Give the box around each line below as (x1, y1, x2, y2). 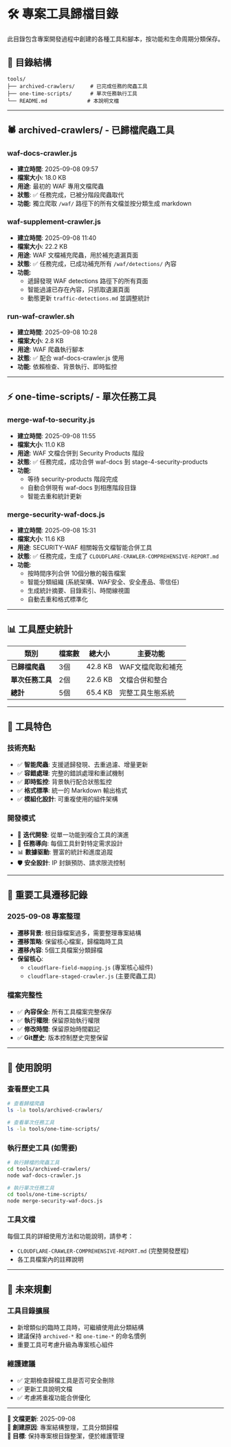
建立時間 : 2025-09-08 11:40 (16, 234, 97, 242)
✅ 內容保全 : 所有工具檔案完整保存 (16, 1007, 112, 1016)
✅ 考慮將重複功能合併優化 (16, 1393, 91, 1402)
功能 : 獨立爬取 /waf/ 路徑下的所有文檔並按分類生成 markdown (16, 199, 192, 207)
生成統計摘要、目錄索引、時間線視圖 (27, 586, 131, 595)
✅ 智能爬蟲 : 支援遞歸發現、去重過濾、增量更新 (16, 760, 148, 768)
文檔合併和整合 (119, 675, 168, 684)
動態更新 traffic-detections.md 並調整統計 (27, 294, 150, 302)
